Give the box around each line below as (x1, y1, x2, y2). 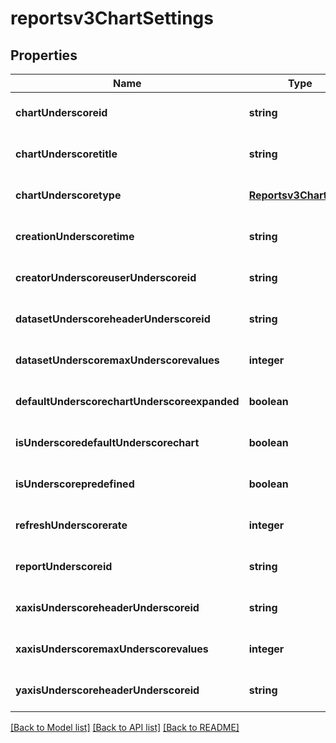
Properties (10, 47, 78, 64)
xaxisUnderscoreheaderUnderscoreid (15, 601, 200, 614)
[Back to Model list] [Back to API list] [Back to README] (10, 722, 240, 733)
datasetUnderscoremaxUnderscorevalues (15, 353, 220, 367)
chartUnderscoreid (15, 106, 108, 119)
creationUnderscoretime (15, 230, 135, 243)
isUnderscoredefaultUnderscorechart (15, 436, 200, 449)
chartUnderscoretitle (15, 147, 118, 161)
